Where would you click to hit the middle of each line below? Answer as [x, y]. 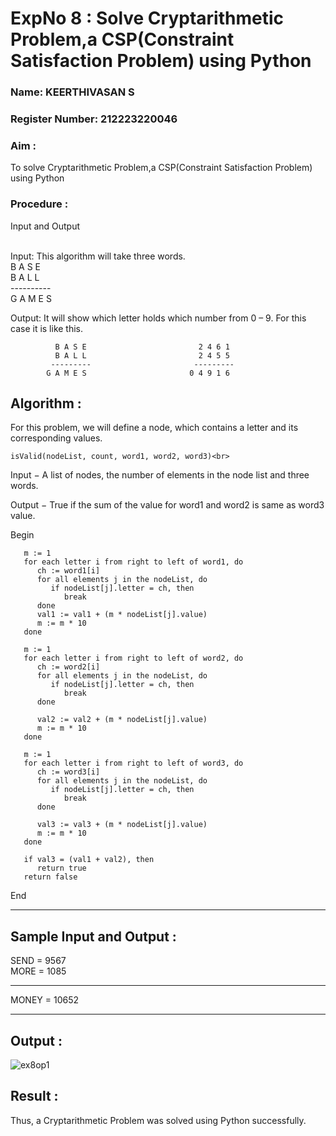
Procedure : [39, 204]
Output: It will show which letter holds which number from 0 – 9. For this [158, 318]
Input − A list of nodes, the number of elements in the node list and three [160, 475]
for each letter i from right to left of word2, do [133, 658]
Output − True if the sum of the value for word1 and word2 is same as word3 [167, 505]
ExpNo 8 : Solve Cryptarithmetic [147, 18]
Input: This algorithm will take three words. [98, 256]
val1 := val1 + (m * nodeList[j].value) [122, 615]
